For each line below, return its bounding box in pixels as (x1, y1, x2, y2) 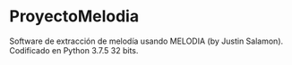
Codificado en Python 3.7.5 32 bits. (9, 45, 139, 55)
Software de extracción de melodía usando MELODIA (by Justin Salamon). (9, 36, 284, 46)
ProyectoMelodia (9, 6, 140, 27)
